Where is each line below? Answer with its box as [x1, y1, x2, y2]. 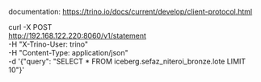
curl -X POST [8, 23, 53, 31]
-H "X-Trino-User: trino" [8, 39, 89, 49]
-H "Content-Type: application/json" [8, 48, 128, 57]
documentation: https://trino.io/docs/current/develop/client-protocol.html [8, 7, 253, 16]
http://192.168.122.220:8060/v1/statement [8, 31, 147, 40]
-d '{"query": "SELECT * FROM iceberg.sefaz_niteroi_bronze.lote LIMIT [8, 56, 246, 66]
